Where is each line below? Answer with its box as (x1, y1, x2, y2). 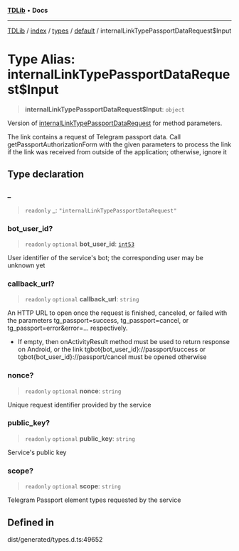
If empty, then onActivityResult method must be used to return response (17, 338, 230, 346)
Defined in (7, 516, 55, 528)
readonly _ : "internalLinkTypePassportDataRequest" (24, 205, 177, 214)
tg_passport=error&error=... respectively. (7, 323, 128, 333)
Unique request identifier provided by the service (7, 400, 152, 409)
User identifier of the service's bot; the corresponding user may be (7, 253, 204, 262)
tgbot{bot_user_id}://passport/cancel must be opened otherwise (17, 353, 207, 361)
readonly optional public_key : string (24, 434, 135, 443)
